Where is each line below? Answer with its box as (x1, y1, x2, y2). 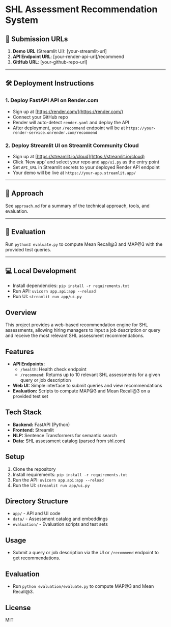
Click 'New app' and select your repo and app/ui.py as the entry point (12, 159, 159, 165)
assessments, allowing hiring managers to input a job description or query (5, 327, 161, 333)
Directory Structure (5, 497, 69, 506)
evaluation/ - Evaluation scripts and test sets (12, 521, 108, 527)
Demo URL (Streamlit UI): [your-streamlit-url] (12, 48, 107, 54)
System (5, 14, 39, 26)
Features (5, 347, 34, 356)
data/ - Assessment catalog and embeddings (12, 516, 108, 522)
